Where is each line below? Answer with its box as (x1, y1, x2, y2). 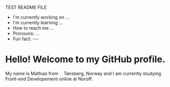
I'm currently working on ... (12, 14, 70, 20)
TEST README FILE (5, 5, 47, 10)
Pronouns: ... (12, 31, 40, 36)
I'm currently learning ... (12, 20, 63, 25)
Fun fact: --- (12, 36, 39, 42)
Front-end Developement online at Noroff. (5, 76, 93, 82)
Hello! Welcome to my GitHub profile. (5, 53, 165, 65)
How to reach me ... (12, 25, 54, 31)
